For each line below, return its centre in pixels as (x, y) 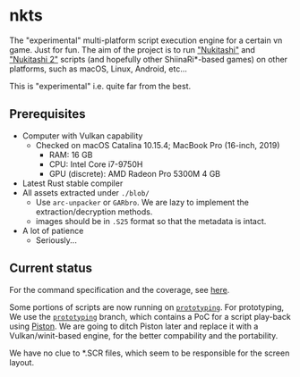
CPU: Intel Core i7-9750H (96, 164)
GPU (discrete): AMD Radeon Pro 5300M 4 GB (135, 173)
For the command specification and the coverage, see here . (120, 289)
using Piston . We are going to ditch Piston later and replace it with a (134, 326)
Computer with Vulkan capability (82, 136)
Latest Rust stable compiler (73, 183)
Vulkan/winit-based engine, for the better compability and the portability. (144, 335)
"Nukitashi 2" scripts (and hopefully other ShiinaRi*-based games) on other (149, 59)
